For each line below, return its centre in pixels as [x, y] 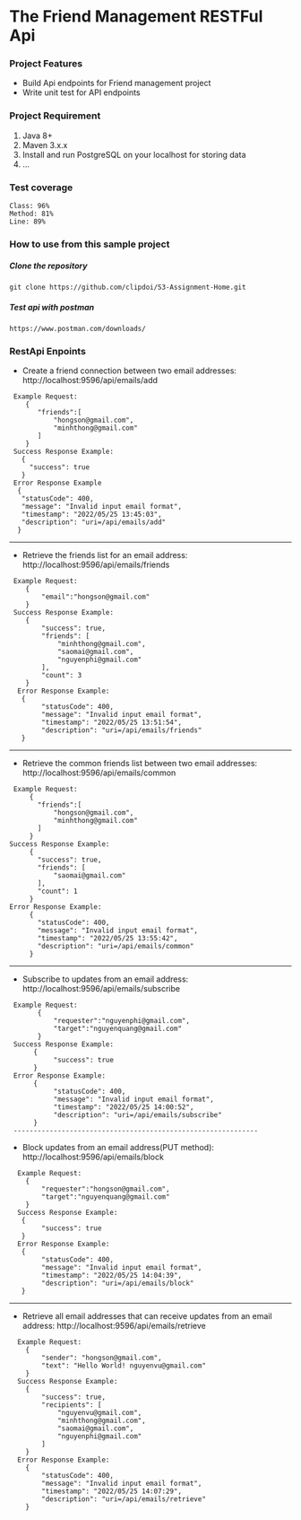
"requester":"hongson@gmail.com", [106, 1189]
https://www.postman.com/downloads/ [77, 328]
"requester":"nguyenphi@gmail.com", [122, 1021]
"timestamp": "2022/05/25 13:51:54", [112, 723]
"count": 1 [57, 891]
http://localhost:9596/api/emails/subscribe [101, 989]
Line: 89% [28, 222]
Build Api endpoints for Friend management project [116, 83]
